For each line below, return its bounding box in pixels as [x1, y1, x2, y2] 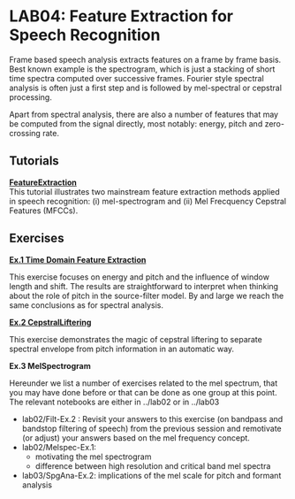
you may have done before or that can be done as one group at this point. [9, 387, 277, 397]
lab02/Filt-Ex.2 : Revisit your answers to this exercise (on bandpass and [21, 413, 284, 424]
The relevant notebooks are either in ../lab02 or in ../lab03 [9, 396, 220, 407]
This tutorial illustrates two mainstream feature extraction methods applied [9, 186, 280, 196]
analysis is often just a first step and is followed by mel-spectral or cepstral [9, 82, 283, 93]
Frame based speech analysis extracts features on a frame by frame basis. [9, 54, 282, 65]
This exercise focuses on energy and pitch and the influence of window [9, 272, 269, 282]
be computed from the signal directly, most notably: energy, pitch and [9, 118, 263, 129]
